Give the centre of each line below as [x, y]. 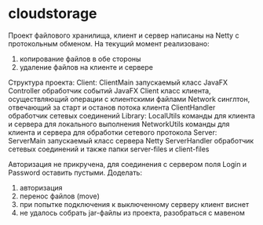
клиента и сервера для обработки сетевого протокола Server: [113, 132]
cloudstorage [53, 14]
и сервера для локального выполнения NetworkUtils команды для [119, 124]
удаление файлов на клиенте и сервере [86, 67]
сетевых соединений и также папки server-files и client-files [109, 149]
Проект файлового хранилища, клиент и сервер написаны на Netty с [124, 35]
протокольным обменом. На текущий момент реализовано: [109, 43]
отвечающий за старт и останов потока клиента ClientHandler [112, 107]
